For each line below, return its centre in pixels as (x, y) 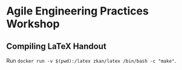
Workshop (33, 24)
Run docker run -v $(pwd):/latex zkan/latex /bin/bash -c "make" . (91, 61)
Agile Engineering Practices (78, 11)
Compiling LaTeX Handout (57, 46)
